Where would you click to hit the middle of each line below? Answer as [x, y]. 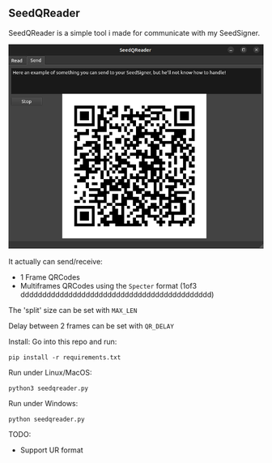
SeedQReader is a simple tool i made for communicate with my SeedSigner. [134, 32]
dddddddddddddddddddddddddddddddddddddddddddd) [117, 294]
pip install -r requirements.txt [65, 357]
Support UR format [51, 450]
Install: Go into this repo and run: [63, 341]
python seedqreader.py [47, 419]
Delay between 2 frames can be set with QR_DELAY [91, 326]
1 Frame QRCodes [50, 277]
